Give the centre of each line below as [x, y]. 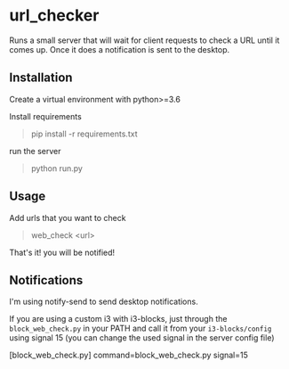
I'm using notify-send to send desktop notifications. [104, 302]
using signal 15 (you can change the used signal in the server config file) [142, 338]
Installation [41, 78]
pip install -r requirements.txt [84, 134]
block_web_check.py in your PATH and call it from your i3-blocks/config [140, 328]
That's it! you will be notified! [62, 252]
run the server [35, 151]
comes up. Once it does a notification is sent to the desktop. [120, 49]
